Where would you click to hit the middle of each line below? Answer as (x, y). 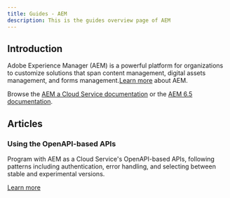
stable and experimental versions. (56, 174)
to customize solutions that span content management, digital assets (107, 73)
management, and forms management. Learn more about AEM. (97, 81)
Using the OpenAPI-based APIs (62, 143)
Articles (25, 124)
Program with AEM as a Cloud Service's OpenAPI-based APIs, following (111, 159)
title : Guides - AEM (38, 14)
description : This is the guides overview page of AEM (89, 20)
